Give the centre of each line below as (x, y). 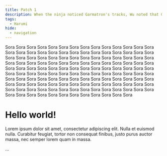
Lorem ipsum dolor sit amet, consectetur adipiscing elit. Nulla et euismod (80, 129)
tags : (11, 19)
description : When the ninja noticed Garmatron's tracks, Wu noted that (82, 14)
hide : (11, 28)
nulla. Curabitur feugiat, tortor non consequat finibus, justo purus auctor (79, 134)
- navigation (23, 33)
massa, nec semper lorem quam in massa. (48, 139)
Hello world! (31, 115)
